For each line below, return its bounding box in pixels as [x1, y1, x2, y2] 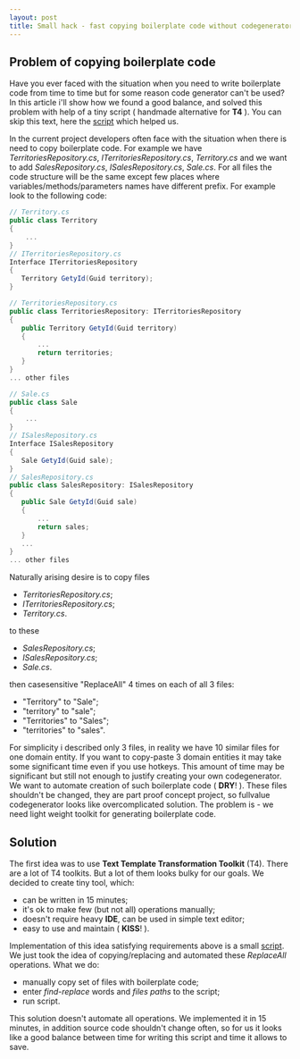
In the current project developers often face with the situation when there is [9, 133, 287, 144]
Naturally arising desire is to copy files [9, 572, 150, 583]
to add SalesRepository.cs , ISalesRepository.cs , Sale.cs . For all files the [9, 162, 272, 172]
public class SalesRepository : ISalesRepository [9, 481, 194, 490]
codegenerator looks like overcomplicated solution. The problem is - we [9, 799, 274, 810]
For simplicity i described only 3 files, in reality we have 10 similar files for [9, 743, 279, 753]
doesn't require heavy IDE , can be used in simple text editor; [21, 913, 246, 924]
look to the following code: [9, 190, 107, 201]
